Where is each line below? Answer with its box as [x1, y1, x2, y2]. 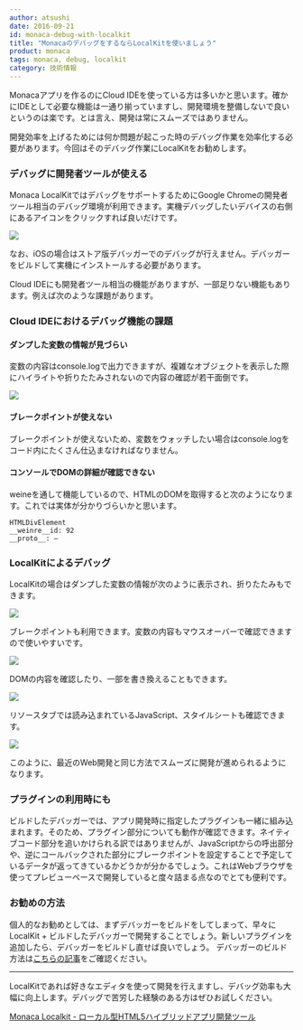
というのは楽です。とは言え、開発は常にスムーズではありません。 [9, 112, 253, 123]
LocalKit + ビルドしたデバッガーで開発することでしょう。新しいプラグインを [9, 930, 293, 941]
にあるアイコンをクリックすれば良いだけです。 [9, 212, 182, 223]
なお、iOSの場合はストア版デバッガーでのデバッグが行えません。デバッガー [9, 248, 290, 259]
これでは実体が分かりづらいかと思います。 [23, 500, 182, 510]
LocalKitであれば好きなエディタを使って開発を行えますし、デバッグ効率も [9, 980, 284, 991]
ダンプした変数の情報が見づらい [9, 339, 128, 350]
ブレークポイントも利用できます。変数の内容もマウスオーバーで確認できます [9, 626, 293, 637]
